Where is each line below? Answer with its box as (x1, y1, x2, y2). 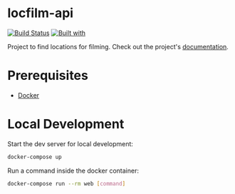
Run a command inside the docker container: (7, 166, 139, 175)
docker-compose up (7, 153, 62, 160)
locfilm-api (7, 5, 73, 21)
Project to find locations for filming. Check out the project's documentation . (7, 42, 229, 51)
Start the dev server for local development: (7, 139, 134, 148)
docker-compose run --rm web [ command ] (7, 180, 126, 187)
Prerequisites (7, 68, 89, 83)
